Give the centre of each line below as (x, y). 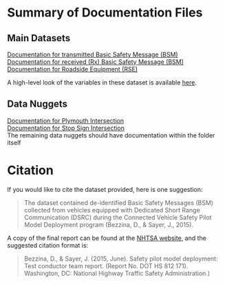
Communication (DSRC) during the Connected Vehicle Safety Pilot (118, 217)
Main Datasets (39, 38)
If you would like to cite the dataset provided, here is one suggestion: (105, 189)
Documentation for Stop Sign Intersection (66, 128)
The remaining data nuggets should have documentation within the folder (111, 135)
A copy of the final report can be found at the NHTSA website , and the (107, 238)
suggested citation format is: (48, 245)
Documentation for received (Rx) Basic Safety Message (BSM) (96, 62)
